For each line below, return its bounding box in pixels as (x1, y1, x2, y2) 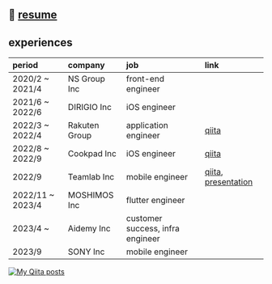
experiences (8, 36, 73, 49)
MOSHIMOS (67, 189, 114, 201)
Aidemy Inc (67, 223, 111, 235)
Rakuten (67, 120, 100, 131)
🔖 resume (8, 8, 57, 22)
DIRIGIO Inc (67, 102, 112, 113)
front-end (125, 74, 164, 85)
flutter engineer (125, 195, 185, 206)
